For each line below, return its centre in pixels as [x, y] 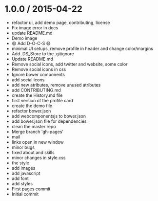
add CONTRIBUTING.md [36, 90]
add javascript [26, 173]
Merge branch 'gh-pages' [38, 132]
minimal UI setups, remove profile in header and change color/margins [82, 48]
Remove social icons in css [39, 69]
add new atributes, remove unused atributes [56, 85]
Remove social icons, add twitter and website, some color [69, 64]
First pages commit [31, 189]
